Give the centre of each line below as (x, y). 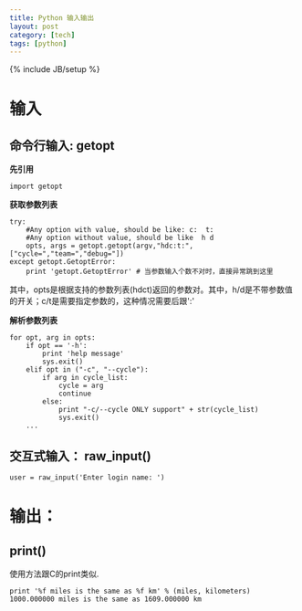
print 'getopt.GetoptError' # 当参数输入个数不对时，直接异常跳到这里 (150, 272)
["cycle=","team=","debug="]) (67, 254)
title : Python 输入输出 (52, 18)
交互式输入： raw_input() (81, 456)
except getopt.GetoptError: (63, 262)
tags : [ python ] (38, 43)
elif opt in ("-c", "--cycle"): (87, 370)
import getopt (36, 187)
